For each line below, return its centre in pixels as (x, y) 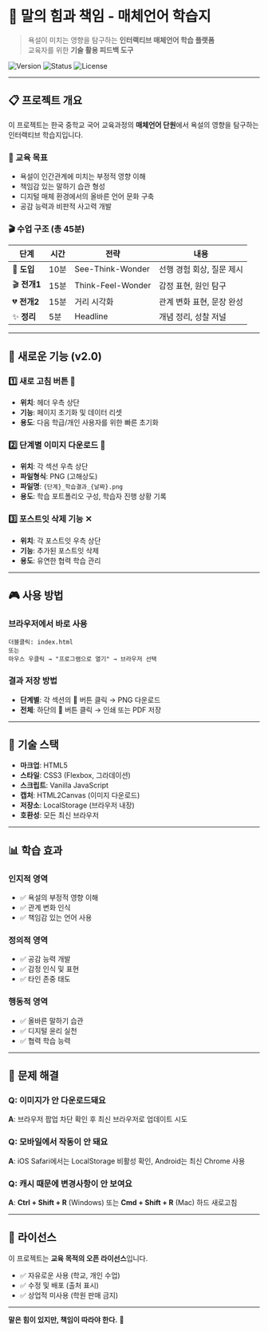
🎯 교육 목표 (28, 157)
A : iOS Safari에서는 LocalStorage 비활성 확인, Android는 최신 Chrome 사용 (127, 1161)
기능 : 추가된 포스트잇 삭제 (59, 550)
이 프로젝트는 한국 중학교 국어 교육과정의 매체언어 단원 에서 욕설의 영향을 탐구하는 (134, 125)
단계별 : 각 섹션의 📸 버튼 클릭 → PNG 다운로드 (90, 700)
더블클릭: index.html (41, 642)
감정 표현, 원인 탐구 (192, 286)
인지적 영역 (28, 878)
